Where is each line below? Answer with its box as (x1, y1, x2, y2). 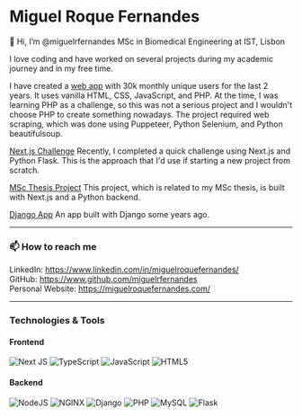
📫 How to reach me (9, 240, 97, 253)
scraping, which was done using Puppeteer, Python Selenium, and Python (9, 119, 283, 129)
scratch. (9, 164, 40, 175)
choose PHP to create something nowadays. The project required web (9, 109, 270, 120)
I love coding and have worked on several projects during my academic (9, 53, 274, 64)
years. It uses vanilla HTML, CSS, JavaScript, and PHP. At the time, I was (9, 90, 279, 101)
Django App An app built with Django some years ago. (9, 208, 210, 219)
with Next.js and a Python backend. (9, 191, 141, 202)
